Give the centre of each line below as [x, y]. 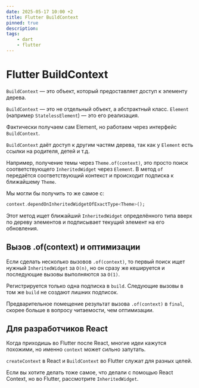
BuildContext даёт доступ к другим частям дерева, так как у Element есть [100, 144]
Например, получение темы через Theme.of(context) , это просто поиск [97, 162]
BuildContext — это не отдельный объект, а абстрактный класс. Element [97, 109]
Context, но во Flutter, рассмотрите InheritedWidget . [72, 379]
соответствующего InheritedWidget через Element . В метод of [85, 169]
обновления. [22, 228]
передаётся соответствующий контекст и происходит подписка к [90, 175]
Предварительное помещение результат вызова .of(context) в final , [95, 304]
